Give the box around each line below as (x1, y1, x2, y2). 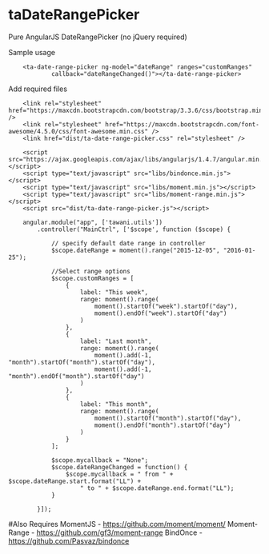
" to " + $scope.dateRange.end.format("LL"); (79, 484, 235, 492)
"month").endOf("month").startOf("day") (8, 372, 146, 381)
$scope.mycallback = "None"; (50, 456, 149, 464)
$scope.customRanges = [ (50, 274, 134, 282)
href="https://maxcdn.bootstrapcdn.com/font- (105, 120, 260, 129)
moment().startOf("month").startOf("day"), (94, 414, 242, 422)
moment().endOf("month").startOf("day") (94, 421, 231, 429)
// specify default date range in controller (50, 239, 206, 247)
